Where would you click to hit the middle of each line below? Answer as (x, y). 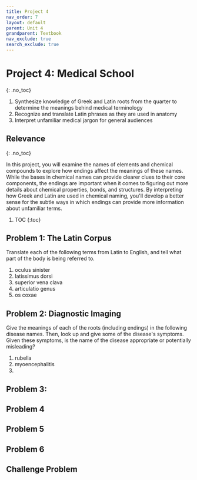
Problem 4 (26, 410)
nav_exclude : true (29, 39)
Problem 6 (25, 449)
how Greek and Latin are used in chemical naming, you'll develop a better (95, 196)
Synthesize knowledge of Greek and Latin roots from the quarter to (96, 101)
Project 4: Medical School (70, 74)
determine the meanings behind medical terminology (79, 107)
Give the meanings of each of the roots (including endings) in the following (96, 328)
